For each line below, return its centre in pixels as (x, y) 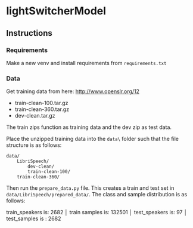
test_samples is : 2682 (34, 218)
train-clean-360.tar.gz (42, 109)
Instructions (29, 33)
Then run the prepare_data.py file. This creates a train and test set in (90, 188)
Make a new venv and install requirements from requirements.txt (86, 63)
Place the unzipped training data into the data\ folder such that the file (93, 139)
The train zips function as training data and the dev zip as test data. (89, 127)
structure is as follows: (34, 145)
